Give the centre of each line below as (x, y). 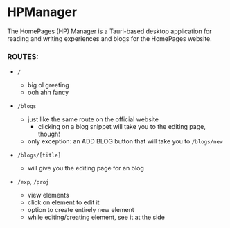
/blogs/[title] (39, 156)
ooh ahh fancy (48, 93)
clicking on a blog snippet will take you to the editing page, (122, 127)
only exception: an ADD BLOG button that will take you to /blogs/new (125, 141)
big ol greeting (48, 85)
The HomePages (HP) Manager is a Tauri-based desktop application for (110, 31)
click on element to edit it (63, 202)
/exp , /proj (33, 182)
